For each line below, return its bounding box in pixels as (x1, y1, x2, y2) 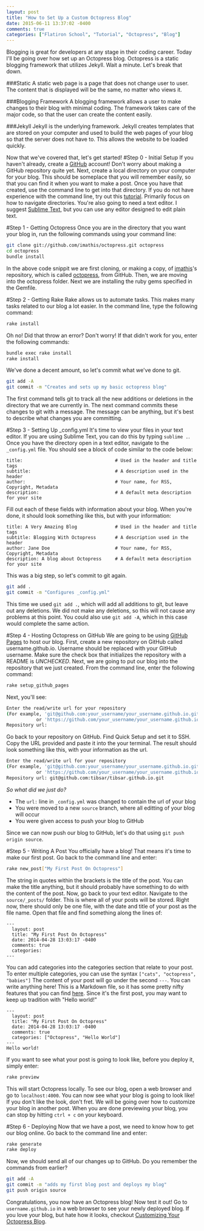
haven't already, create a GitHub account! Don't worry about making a (6, 160, 182, 168)
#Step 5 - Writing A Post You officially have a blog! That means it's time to (6, 847, 191, 854)
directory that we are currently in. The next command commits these (6, 402, 178, 409)
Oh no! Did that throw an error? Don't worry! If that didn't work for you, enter (6, 332, 197, 339)
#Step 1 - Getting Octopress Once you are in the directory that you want (6, 224, 186, 232)
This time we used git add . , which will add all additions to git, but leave (6, 600, 188, 607)
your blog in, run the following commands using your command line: (6, 230, 177, 238)
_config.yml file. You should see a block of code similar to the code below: (6, 446, 193, 453)
